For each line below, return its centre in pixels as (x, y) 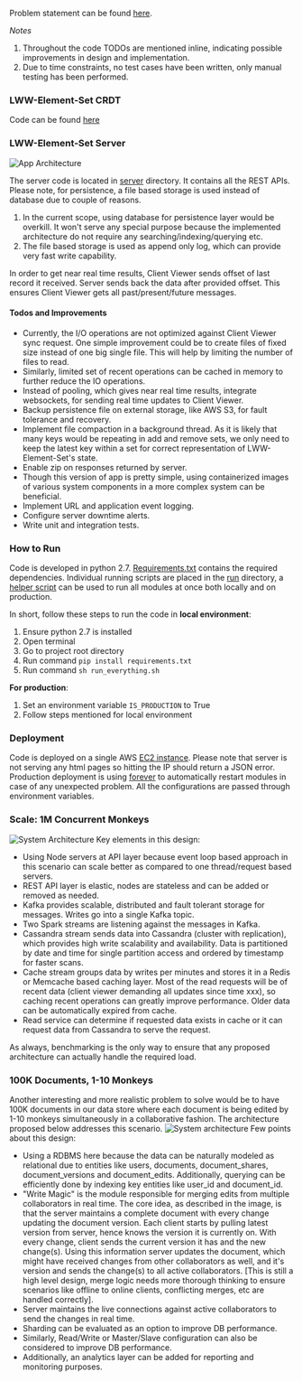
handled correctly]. (58, 1299)
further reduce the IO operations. (84, 381)
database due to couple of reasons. (75, 200)
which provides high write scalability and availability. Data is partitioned (155, 943)
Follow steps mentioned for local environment (107, 715)
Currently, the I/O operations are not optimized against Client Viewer (149, 332)
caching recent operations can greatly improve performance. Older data (156, 1001)
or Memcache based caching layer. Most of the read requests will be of (155, 981)
